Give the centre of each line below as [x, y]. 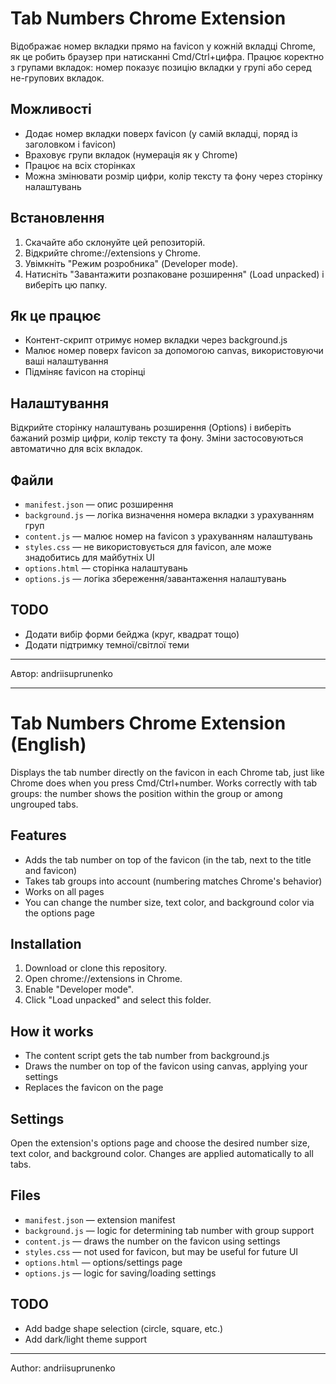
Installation [46, 943]
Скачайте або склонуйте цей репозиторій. [115, 242]
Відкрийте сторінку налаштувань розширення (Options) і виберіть [151, 428]
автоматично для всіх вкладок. [76, 449]
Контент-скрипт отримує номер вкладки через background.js [156, 340]
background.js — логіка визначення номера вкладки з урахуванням [169, 515]
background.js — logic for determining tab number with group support [169, 1230]
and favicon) [51, 870]
